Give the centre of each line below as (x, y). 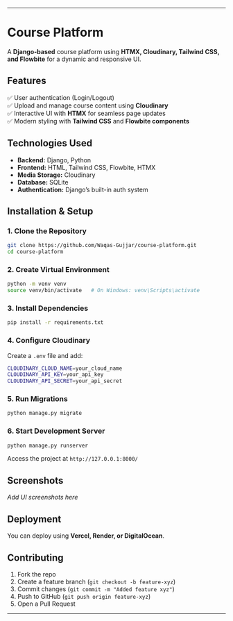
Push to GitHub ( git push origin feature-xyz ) (84, 596)
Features (27, 81)
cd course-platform (35, 252)
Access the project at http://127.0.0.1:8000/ (73, 459)
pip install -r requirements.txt (55, 323)
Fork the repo (37, 574)
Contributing (35, 558)
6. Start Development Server (56, 431)
